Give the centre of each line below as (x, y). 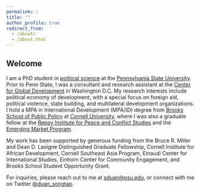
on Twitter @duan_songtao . (40, 183)
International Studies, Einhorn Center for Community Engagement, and (93, 160)
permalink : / (22, 12)
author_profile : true (33, 23)
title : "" (19, 17)
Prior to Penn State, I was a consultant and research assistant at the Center (99, 84)
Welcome (24, 64)
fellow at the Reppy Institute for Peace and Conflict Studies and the (89, 122)
